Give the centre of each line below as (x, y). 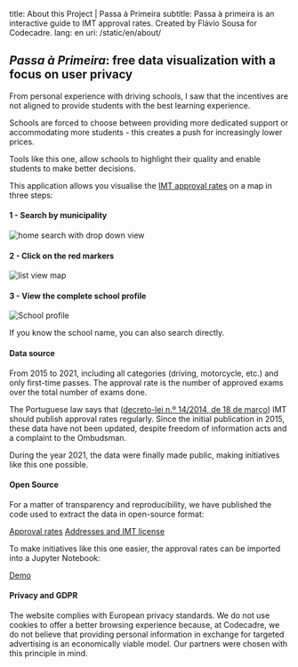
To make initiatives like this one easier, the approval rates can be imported (145, 549)
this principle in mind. (48, 654)
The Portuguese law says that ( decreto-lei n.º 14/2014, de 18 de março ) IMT (148, 409)
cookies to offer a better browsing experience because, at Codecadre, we (145, 625)
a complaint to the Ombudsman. (68, 437)
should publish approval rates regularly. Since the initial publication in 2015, (147, 419)
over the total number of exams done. (78, 392)
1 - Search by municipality (58, 216)
